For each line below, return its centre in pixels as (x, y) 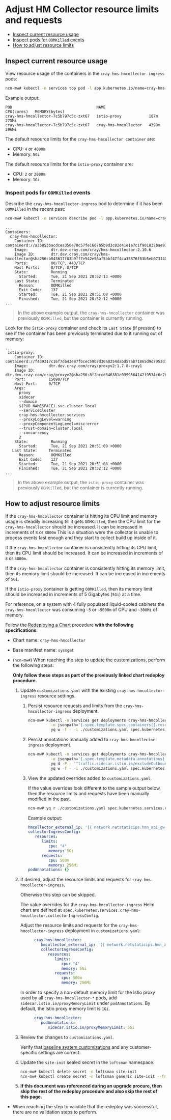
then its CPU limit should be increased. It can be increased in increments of (84, 553)
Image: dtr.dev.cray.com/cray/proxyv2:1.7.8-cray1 (78, 366)
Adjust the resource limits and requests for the (69, 926)
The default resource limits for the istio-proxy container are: (69, 164)
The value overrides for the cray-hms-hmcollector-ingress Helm (87, 905)
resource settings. (56, 695)
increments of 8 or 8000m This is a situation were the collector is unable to (82, 532)
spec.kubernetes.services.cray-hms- (102, 911)
